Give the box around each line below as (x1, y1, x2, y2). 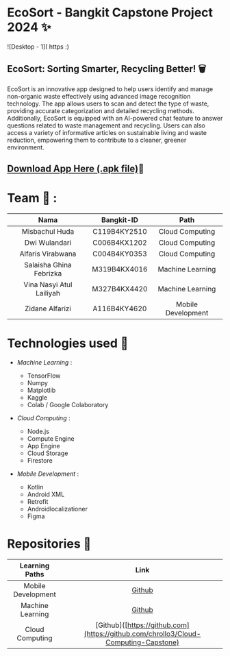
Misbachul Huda (21, 227, 75, 236)
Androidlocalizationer (27, 505, 88, 513)
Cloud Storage (27, 449, 68, 457)
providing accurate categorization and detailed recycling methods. (7, 106, 195, 114)
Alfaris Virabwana (19, 249, 77, 258)
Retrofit (27, 498, 49, 506)
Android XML (27, 490, 65, 498)
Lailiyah (35, 289, 60, 298)
